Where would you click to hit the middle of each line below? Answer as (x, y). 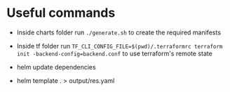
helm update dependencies (56, 67)
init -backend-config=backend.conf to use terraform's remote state (115, 53)
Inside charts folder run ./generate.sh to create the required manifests (119, 32)
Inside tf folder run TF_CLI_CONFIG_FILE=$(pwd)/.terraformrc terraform (120, 46)
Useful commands (61, 13)
